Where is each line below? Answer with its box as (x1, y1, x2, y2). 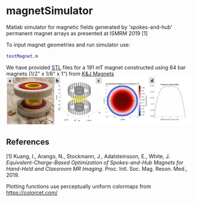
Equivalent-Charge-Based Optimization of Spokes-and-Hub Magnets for (6, 159, 184, 166)
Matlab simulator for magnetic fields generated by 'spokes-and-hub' (6, 23, 173, 31)
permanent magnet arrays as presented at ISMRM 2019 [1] (6, 29, 148, 36)
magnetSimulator (6, 4, 93, 18)
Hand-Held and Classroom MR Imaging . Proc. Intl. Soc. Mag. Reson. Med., (6, 165, 188, 172)
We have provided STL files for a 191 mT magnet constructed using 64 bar (6, 63, 186, 71)
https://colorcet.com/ (6, 189, 58, 196)
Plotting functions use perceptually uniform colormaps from (6, 183, 152, 190)
